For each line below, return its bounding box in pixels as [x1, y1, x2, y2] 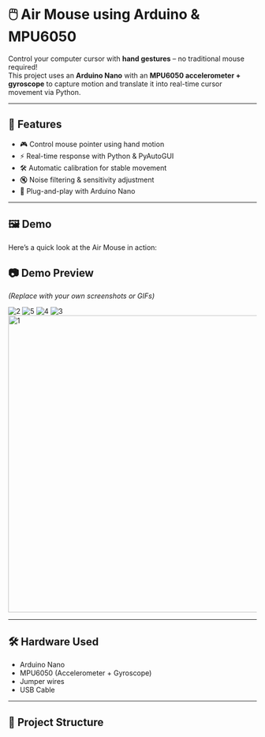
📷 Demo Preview [8, 266, 95, 280]
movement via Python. [8, 87, 81, 96]
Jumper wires [19, 677, 65, 686]
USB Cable [19, 685, 55, 695]
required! [8, 62, 38, 71]
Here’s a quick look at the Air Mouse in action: [8, 242, 158, 252]
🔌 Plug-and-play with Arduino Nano [19, 186, 136, 195]
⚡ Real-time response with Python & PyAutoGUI [19, 151, 174, 161]
